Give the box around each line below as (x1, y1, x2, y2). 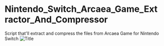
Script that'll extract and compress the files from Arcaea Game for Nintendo (4, 30, 159, 36)
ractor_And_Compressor (4, 14, 108, 25)
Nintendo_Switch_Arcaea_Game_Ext (4, 3, 158, 15)
